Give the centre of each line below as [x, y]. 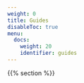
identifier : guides [49, 53]
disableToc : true [33, 27]
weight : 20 [36, 46]
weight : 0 [22, 14]
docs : [22, 40]
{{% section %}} [31, 73]
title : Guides [28, 20]
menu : [15, 33]
